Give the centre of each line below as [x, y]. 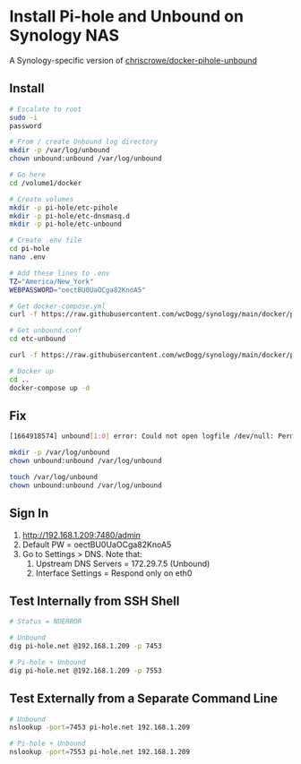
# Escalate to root [46, 109]
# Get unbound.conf [46, 330]
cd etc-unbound [38, 339]
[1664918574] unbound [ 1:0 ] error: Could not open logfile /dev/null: [142, 436]
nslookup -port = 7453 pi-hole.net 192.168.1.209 [100, 727]
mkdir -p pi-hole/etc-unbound [66, 224]
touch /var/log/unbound [54, 476]
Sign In [29, 514]
